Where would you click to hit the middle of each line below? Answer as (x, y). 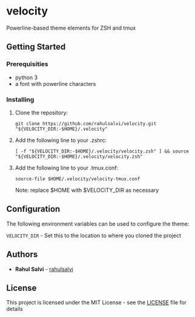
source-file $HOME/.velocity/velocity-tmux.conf (78, 179)
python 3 (26, 77)
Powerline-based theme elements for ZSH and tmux (71, 28)
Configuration (33, 209)
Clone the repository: (41, 113)
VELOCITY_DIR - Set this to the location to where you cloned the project (94, 235)
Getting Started (36, 47)
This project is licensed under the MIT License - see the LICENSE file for (96, 302)
